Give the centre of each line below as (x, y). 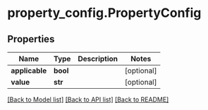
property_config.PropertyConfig (104, 13)
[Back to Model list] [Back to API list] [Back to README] (88, 99)
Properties (31, 39)
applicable (29, 71)
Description (98, 59)
